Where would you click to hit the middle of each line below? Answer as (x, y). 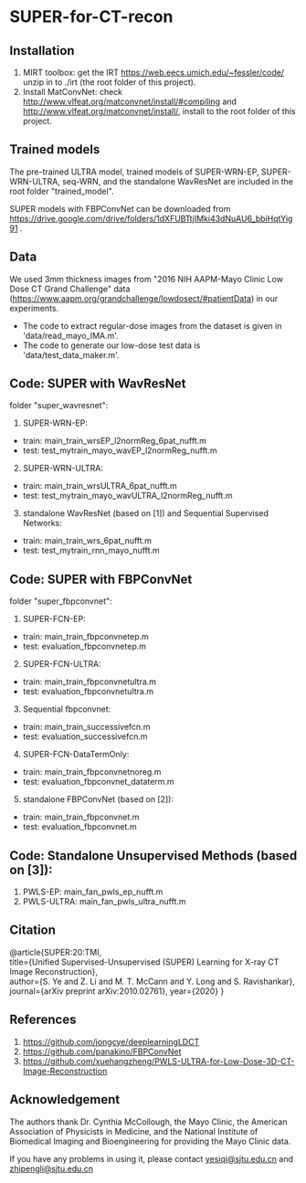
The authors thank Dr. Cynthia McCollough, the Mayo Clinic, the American (148, 1122)
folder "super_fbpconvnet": (61, 601)
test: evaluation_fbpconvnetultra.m (88, 692)
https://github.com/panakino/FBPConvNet (102, 1051)
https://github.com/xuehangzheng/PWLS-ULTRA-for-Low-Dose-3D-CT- (158, 1061)
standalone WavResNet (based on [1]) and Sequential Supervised (146, 513)
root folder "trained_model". (62, 191)
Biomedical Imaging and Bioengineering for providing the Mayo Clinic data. (150, 1141)
